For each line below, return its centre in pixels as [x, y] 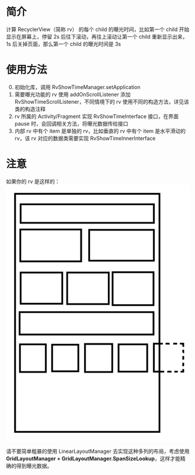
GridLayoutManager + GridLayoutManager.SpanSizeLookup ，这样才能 [93, 459]
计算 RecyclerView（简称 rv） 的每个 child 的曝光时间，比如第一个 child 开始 [98, 29]
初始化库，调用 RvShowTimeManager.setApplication [77, 87]
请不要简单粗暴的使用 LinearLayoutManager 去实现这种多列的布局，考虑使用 [98, 452]
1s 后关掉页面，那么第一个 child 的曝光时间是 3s [64, 44]
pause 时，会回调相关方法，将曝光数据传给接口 [71, 123]
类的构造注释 [30, 109]
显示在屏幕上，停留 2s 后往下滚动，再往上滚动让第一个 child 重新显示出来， [97, 36]
